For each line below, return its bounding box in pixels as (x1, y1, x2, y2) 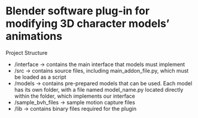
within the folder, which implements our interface (14, 92, 135, 100)
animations (5, 30, 63, 43)
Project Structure (5, 49, 48, 56)
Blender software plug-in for (5, 4, 150, 18)
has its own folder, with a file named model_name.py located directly (14, 86, 184, 93)
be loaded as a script (14, 73, 66, 80)
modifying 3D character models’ (5, 17, 170, 30)
